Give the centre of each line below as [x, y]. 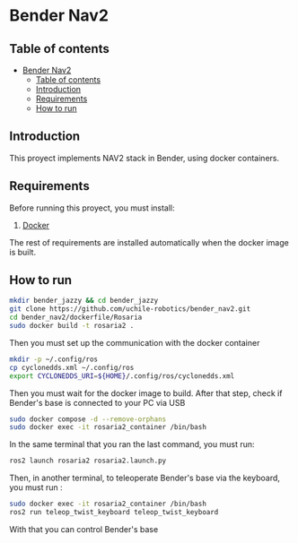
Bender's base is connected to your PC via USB [97, 402]
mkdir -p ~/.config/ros [54, 359]
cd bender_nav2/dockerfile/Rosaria [76, 318]
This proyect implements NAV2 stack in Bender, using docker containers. [145, 158]
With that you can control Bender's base [84, 529]
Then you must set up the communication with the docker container [135, 342]
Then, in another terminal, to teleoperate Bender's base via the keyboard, [145, 478]
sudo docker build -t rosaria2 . [72, 326]
